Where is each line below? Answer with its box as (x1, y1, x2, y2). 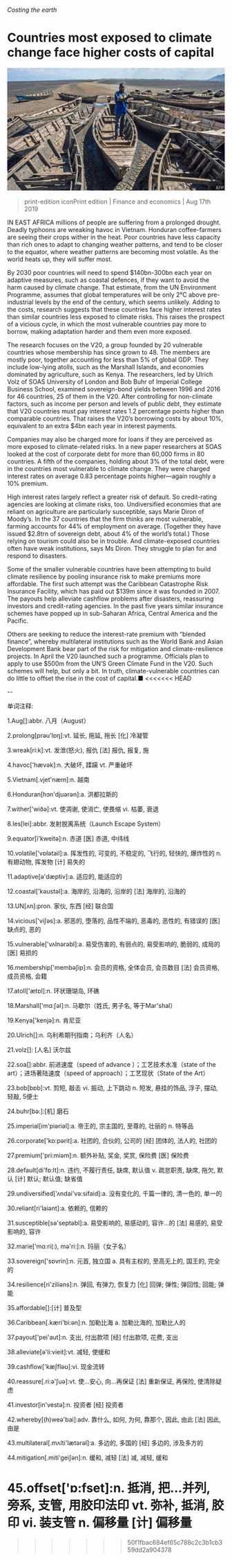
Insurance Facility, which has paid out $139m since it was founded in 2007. (7, 587, 220, 596)
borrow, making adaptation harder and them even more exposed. (7, 328, 192, 336)
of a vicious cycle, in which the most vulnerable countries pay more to (7, 320, 207, 328)
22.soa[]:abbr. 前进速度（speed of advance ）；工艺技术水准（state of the (7, 1061, 216, 1069)
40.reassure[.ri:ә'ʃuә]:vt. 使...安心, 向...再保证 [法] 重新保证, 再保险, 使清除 (7, 1377, 216, 1385)
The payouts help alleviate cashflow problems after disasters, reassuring (7, 594, 214, 603)
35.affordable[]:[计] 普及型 (7, 1304, 82, 1312)
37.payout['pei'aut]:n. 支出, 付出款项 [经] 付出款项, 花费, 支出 (7, 1333, 178, 1342)
